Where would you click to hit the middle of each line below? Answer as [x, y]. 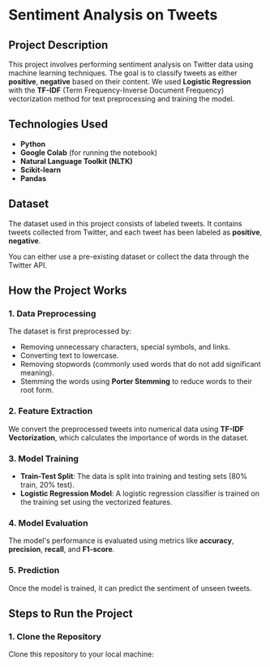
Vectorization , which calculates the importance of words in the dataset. [129, 437]
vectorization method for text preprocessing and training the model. [122, 99]
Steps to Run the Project [71, 613]
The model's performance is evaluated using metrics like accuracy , [121, 540]
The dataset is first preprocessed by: [70, 331]
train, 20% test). [47, 484]
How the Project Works [68, 291]
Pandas [33, 178]
